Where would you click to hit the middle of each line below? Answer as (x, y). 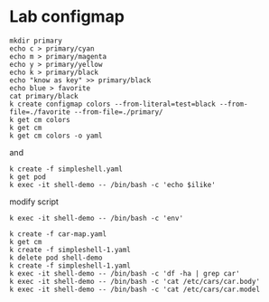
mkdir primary (36, 41)
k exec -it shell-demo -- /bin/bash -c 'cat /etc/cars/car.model (134, 289)
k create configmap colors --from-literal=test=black (113, 104)
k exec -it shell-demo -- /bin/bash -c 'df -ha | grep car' (125, 273)
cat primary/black (44, 96)
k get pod (28, 177)
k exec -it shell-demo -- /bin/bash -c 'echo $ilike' (113, 184)
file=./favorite (40, 112)
